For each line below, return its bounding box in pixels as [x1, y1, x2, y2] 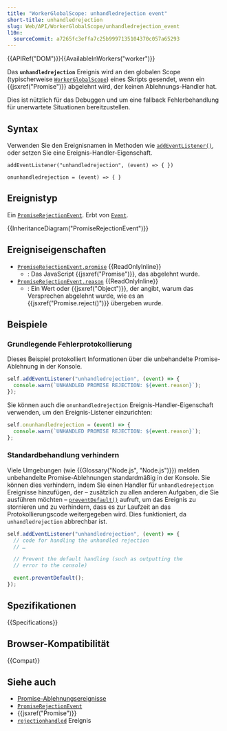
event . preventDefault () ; [13, 575, 85, 582]
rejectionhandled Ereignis [17, 717, 91, 725]
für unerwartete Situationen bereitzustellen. [7, 103, 131, 111]
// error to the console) [13, 562, 88, 569]
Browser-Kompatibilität [7, 638, 110, 650]
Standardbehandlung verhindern [7, 450, 120, 460]
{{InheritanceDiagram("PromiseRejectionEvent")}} [7, 224, 149, 232]
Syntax [7, 123, 39, 135]
